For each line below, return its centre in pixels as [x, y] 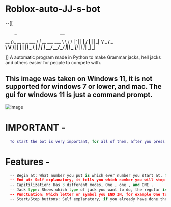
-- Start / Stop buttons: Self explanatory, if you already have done [84, 199]
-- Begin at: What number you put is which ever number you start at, [86, 175]
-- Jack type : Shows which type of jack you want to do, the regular [85, 190]
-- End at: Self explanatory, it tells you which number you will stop [88, 180]
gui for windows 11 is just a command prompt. [79, 95]
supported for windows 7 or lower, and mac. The [83, 87]
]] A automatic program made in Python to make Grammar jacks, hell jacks [83, 57]
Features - [27, 162]
